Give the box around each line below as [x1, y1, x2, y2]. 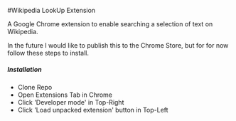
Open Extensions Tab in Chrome [17, 90, 112, 99]
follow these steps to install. [7, 49, 90, 57]
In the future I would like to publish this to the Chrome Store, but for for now [7, 41, 229, 49]
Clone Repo [17, 83, 53, 91]
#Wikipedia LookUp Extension [7, 6, 96, 14]
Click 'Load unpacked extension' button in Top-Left [17, 105, 168, 114]
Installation [7, 65, 42, 73]
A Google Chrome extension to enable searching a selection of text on [7, 20, 213, 28]
